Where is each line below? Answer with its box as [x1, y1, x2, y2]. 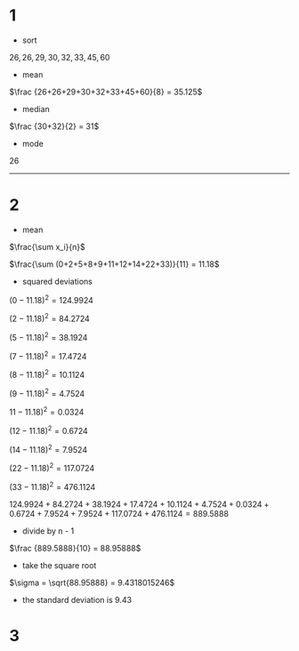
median [21, 103, 51, 114]
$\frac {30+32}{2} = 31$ [9, 121, 100, 132]
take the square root [21, 560, 97, 571]
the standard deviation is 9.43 [21, 595, 132, 606]
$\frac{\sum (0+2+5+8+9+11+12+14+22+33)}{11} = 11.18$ [9, 259, 220, 269]
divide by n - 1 [21, 526, 75, 536]
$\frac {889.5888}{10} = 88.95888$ [9, 543, 141, 554]
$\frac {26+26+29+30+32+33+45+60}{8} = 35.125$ [9, 86, 203, 97]
